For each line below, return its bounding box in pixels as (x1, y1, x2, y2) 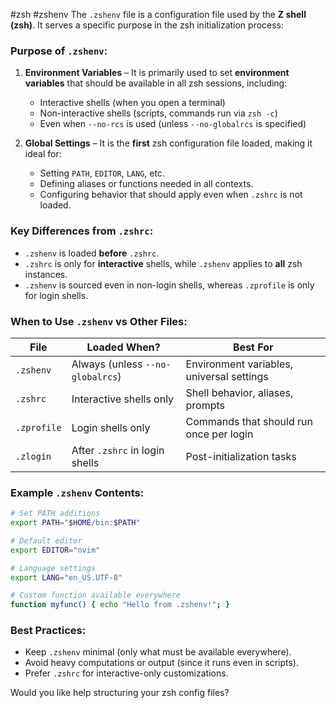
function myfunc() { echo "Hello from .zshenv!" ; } (10, 600, 230, 610)
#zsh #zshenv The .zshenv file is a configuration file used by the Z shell (10, 9, 307, 20)
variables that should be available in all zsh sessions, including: (24, 77, 288, 89)
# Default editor (10, 535, 83, 546)
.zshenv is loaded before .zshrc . (24, 247, 160, 259)
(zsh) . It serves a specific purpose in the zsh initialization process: (10, 19, 285, 31)
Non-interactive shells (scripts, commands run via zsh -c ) (39, 107, 278, 119)
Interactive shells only (71, 392, 175, 406)
